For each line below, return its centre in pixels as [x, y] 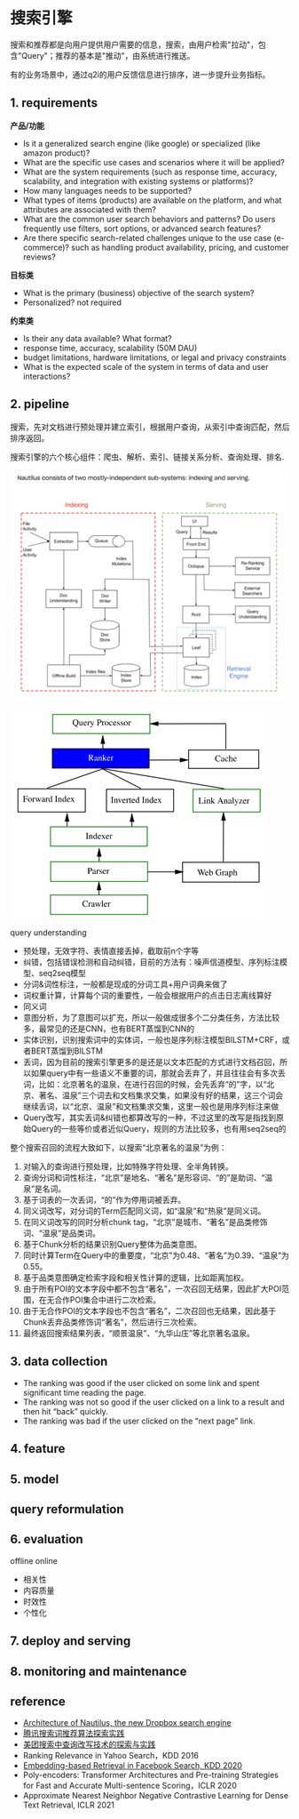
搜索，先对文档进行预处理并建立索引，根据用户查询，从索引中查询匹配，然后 [150, 427]
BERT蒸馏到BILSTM [67, 1051]
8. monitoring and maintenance [98, 1671]
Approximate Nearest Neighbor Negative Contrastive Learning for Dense [156, 1796]
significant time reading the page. [84, 1392]
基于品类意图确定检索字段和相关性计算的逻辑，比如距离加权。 [136, 1278]
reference [38, 1701]
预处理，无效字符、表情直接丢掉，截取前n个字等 [111, 950]
